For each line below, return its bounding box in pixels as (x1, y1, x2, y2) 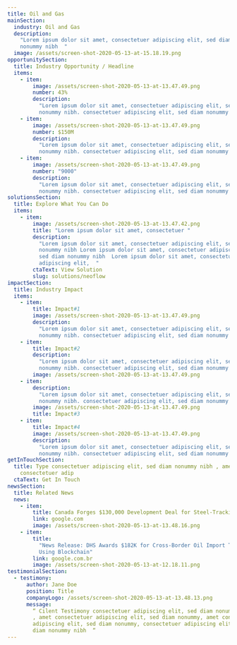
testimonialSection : (7, 568, 68, 575)
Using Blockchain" (38, 548, 93, 555)
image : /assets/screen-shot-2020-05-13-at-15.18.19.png (13, 50, 181, 57)
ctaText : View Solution (32, 266, 102, 273)
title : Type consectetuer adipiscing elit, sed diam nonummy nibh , (13, 463, 219, 470)
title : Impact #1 (32, 306, 80, 313)
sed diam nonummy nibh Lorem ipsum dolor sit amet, (38, 253, 197, 260)
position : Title (25, 587, 74, 595)
